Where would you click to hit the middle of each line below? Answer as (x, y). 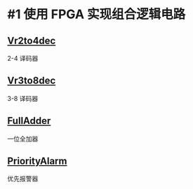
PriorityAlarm (37, 161)
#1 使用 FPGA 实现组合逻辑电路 (96, 14)
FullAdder (29, 121)
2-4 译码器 (23, 58)
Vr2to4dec (32, 40)
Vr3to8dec (32, 81)
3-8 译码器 (23, 98)
